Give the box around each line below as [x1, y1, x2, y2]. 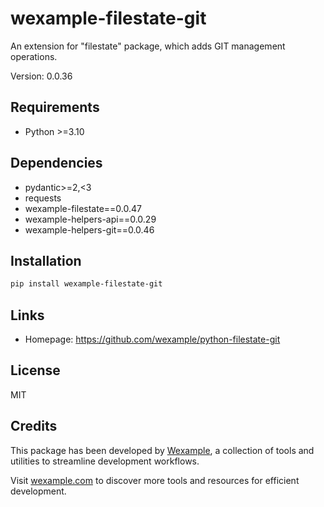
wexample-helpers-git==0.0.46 [24, 223, 155, 236]
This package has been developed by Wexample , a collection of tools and [10, 444, 315, 456]
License [10, 362, 61, 379]
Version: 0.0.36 [10, 70, 73, 82]
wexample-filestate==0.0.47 [24, 202, 142, 214]
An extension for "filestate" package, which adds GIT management [10, 40, 286, 52]
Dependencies [10, 155, 103, 172]
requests [24, 192, 62, 204]
